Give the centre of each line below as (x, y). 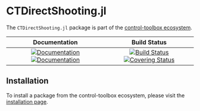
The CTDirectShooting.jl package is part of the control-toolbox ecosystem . (99, 27)
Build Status (149, 42)
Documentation (56, 42)
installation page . (27, 101)
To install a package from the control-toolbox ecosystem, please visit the (96, 95)
